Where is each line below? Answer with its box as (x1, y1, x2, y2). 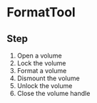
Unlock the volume (16, 82, 73, 90)
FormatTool (6, 4, 76, 21)
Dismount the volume (16, 74, 80, 82)
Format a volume (16, 67, 67, 75)
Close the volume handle (16, 90, 91, 97)
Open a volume (16, 51, 62, 60)
